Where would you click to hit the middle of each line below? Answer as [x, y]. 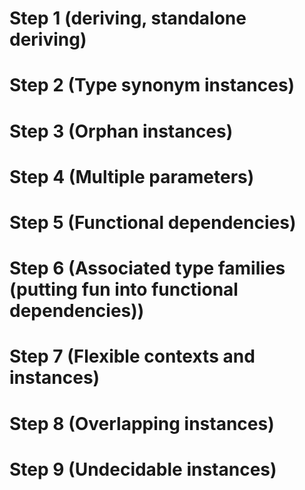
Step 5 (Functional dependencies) [153, 222]
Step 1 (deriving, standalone [128, 18]
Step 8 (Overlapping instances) [142, 423]
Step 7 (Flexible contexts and [132, 356]
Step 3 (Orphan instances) [121, 131]
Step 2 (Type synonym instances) [152, 85]
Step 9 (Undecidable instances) [143, 469]
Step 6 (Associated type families [147, 268]
